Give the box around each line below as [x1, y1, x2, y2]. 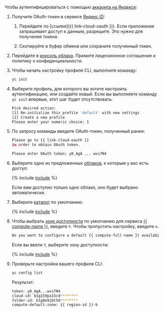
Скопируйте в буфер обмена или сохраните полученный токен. [19, 43, 153, 49]
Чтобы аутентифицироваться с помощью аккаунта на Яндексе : [4, 4, 137, 10]
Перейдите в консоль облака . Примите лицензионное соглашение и [11, 53, 156, 58]
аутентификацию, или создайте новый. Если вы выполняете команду [11, 91, 158, 97]
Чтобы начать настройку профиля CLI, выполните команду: [11, 67, 137, 73]
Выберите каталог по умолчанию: [11, 199, 83, 205]
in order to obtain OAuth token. [11, 142, 81, 147]
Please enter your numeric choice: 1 [11, 119, 89, 124]
